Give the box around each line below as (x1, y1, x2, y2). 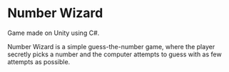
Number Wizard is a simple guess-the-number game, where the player (7, 42, 215, 51)
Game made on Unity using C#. (7, 29, 100, 37)
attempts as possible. (7, 57, 71, 66)
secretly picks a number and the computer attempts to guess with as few (7, 50, 223, 58)
